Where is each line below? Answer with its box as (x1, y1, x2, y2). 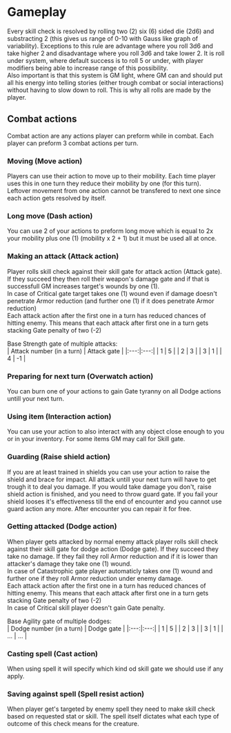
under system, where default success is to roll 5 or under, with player (7, 56, 203, 64)
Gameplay (7, 4, 67, 20)
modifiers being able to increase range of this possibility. (7, 64, 169, 72)
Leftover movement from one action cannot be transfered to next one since (7, 187, 221, 195)
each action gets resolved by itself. (7, 194, 107, 203)
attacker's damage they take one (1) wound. (7, 559, 132, 568)
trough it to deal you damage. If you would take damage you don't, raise (7, 482, 212, 491)
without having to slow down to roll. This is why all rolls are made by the (7, 86, 212, 94)
